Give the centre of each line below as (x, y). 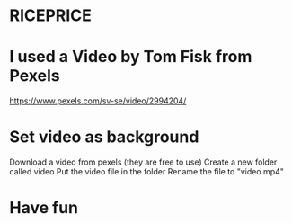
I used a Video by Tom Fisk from (131, 57)
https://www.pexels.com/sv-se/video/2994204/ (98, 101)
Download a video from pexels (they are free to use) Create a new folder (143, 162)
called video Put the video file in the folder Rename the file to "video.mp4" (147, 172)
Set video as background (104, 137)
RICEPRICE (51, 16)
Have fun (44, 208)
